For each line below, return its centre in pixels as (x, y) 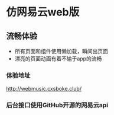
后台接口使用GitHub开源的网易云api (57, 106)
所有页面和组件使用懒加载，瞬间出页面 (61, 51)
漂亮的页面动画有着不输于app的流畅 (58, 59)
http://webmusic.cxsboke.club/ (44, 89)
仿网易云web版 (43, 12)
